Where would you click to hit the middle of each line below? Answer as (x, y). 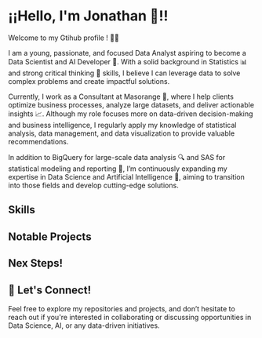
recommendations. (38, 141)
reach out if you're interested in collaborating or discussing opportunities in (130, 317)
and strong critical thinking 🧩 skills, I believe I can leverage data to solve (124, 73)
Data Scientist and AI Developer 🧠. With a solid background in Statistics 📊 (128, 61)
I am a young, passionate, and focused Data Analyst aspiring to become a (127, 53)
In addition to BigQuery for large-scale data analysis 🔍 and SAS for (117, 157)
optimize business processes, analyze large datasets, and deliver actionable (131, 104)
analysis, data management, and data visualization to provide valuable (122, 133)
